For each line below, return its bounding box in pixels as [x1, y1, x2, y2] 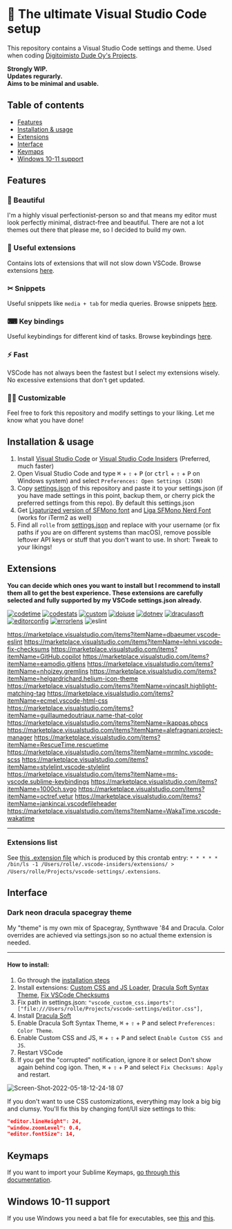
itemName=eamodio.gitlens [7, 659, 86, 667]
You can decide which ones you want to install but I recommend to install [7, 581, 221, 589]
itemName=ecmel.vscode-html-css [7, 696, 108, 705]
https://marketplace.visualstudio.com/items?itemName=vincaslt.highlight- [7, 681, 217, 690]
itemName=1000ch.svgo [7, 784, 77, 793]
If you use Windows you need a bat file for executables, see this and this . [7, 1214, 215, 1222]
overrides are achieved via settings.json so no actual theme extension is [7, 931, 213, 939]
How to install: [7, 960, 50, 969]
